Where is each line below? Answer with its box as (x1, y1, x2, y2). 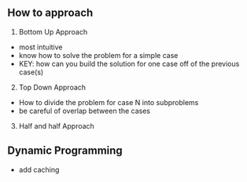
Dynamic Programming (7, 144, 123, 158)
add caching (18, 165, 60, 174)
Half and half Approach (18, 121, 95, 130)
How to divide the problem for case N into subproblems (18, 97, 199, 107)
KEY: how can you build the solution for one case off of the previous (18, 59, 240, 68)
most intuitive (18, 42, 64, 52)
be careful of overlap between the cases (18, 106, 151, 115)
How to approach (7, 6, 94, 20)
